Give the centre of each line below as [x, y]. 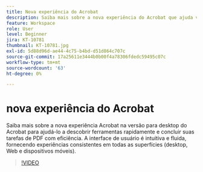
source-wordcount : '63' [36, 68]
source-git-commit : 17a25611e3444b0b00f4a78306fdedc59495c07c [86, 57]
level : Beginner [27, 34]
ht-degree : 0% [24, 74]
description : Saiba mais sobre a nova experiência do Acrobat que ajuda [100, 18]
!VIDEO [30, 163]
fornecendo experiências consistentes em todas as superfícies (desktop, [97, 145]
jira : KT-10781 [25, 40]
